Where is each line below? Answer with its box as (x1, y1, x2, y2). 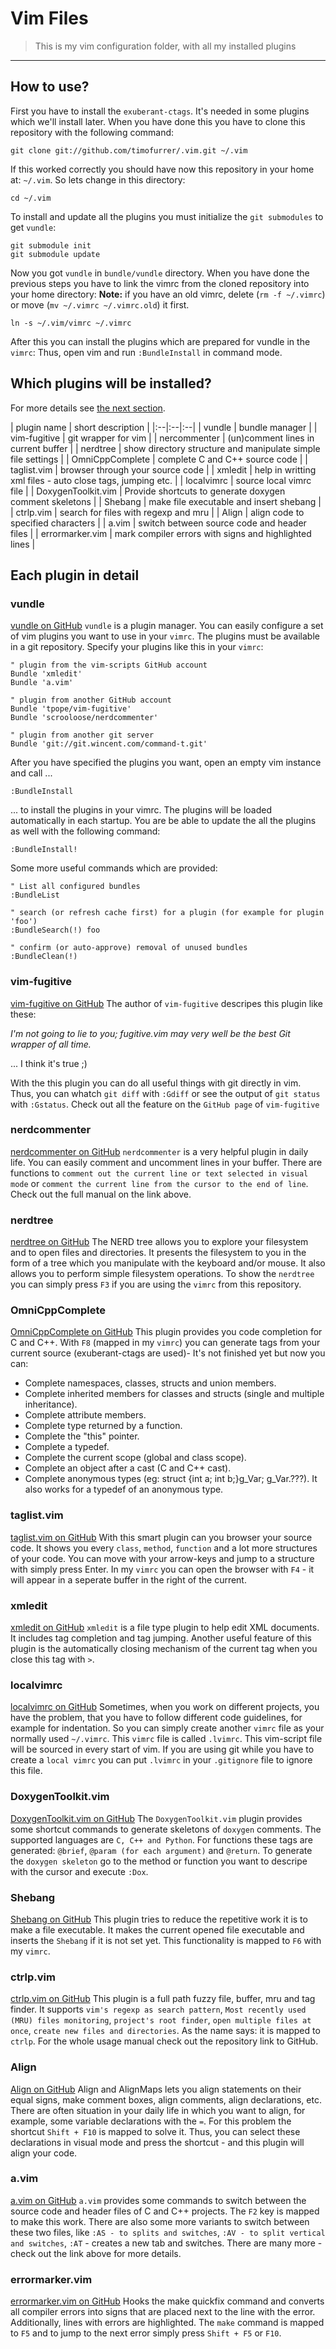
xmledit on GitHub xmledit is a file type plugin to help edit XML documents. (10, 1622, 320, 1634)
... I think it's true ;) (10, 1057, 88, 1069)
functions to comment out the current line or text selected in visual (10, 1167, 309, 1179)
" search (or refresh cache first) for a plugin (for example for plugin (10, 908, 325, 918)
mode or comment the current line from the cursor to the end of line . (10, 1177, 309, 1189)
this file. (10, 1765, 43, 1777)
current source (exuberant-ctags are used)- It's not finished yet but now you (10, 1347, 326, 1359)
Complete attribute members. (24, 1409, 147, 1421)
